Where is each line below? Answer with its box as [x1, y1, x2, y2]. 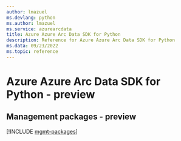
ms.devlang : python [6, 15, 56, 21]
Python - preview [6, 88, 95, 101]
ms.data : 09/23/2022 [6, 43, 59, 49]
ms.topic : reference [6, 49, 59, 55]
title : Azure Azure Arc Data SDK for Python [6, 32, 121, 38]
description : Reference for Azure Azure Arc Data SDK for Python [6, 37, 175, 43]
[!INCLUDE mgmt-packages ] [6, 128, 78, 135]
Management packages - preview [6, 112, 137, 122]
